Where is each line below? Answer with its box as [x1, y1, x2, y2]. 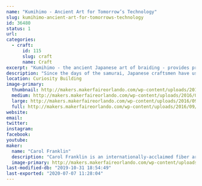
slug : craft [22, 53, 52, 59]
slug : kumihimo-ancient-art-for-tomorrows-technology [6, 14, 144, 20]
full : [11, 103, 26, 110]
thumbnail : [11, 87, 39, 93]
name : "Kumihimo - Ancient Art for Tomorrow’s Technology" [6, 8, 158, 15]
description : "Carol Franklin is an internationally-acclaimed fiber [11, 154, 189, 160]
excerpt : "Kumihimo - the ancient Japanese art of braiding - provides [6, 64, 189, 71]
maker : [6, 142, 23, 149]
